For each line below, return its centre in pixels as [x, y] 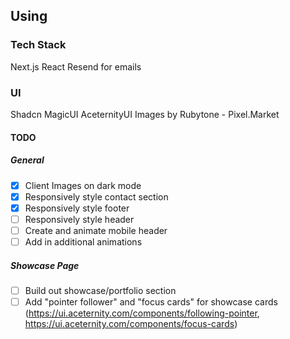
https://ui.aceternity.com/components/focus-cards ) [131, 324]
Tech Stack [38, 45]
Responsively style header [79, 219]
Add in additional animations [83, 241]
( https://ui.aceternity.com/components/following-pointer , [142, 313]
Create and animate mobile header [96, 230]
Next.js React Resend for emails [76, 66]
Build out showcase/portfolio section [100, 290]
